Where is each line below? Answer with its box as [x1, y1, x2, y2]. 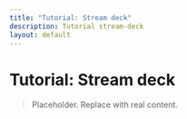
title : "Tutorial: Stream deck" [9, 13, 132, 23]
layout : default [9, 30, 71, 39]
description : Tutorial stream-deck [9, 22, 144, 31]
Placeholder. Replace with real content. [31, 99, 179, 110]
